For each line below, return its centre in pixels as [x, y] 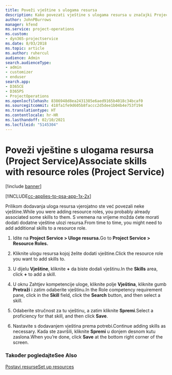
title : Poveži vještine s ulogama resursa [51, 10]
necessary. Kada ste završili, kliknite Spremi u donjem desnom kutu [84, 331]
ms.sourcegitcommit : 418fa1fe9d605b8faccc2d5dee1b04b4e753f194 [74, 106]
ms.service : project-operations [40, 29]
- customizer [19, 72]
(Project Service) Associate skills [76, 161]
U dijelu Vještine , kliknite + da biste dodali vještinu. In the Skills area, [85, 269]
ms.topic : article [25, 48]
